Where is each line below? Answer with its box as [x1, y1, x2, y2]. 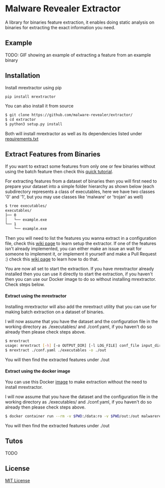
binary [5, 57, 18, 63]
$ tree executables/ [5, 203, 48, 208]
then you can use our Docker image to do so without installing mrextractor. [5, 276, 156, 282]
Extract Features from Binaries [5, 150, 101, 158]
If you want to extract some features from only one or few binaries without [5, 163, 156, 169]
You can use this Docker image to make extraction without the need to [5, 379, 147, 385]
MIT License [5, 477, 30, 484]
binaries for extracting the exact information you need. [5, 24, 115, 30]
